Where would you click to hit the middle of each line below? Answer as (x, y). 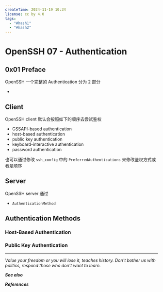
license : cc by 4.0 (25, 14)
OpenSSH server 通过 (27, 193)
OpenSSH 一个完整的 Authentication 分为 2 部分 (53, 82)
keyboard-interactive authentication (48, 144)
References (17, 284)
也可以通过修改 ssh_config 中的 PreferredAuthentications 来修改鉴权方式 (78, 159)
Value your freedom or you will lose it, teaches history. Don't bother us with (81, 260)
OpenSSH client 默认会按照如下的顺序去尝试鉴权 (53, 119)
